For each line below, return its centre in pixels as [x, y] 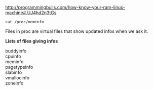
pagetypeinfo [19, 67]
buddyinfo [16, 51]
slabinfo [14, 72]
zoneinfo [14, 83]
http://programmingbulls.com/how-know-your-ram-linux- [65, 7]
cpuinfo [13, 56]
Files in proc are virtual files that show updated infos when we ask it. [77, 31]
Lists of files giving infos [32, 41]
